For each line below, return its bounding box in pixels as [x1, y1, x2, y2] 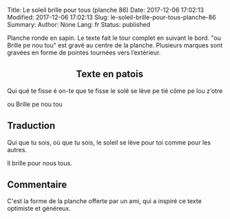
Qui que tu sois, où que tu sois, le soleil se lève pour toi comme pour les [7, 138, 211, 147]
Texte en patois [76, 68, 143, 80]
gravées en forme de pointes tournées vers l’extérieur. [7, 48, 161, 56]
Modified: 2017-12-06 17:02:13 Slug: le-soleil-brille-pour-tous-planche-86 [7, 13, 216, 21]
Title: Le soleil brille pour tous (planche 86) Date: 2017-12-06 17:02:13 [7, 6, 205, 14]
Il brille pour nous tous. [7, 158, 72, 167]
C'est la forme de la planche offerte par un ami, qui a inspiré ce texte [7, 197, 202, 205]
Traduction [7, 120, 56, 132]
